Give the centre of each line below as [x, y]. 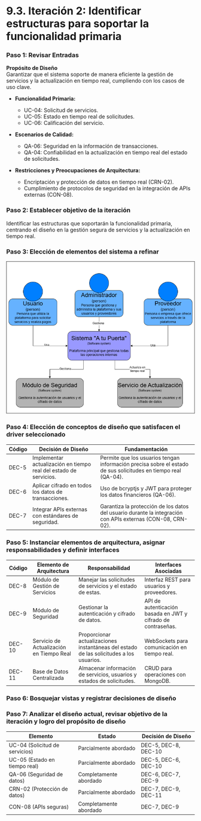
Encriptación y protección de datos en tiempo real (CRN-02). [99, 182]
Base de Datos [51, 672]
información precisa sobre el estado [144, 464]
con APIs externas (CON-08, [136, 519]
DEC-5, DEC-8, [161, 745]
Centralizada [48, 677]
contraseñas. [160, 626]
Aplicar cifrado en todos [62, 485]
